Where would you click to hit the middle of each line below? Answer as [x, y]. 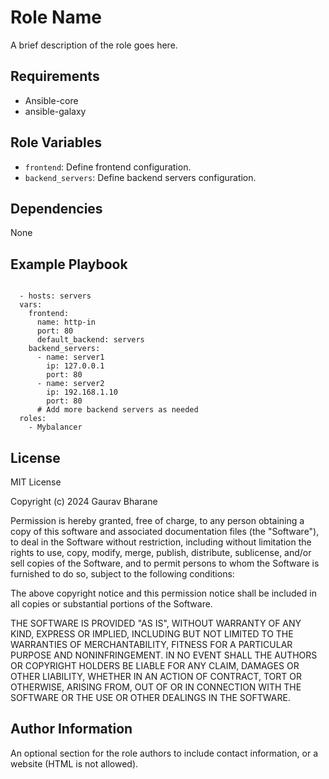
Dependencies [56, 208]
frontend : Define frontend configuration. [108, 167]
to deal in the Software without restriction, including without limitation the [161, 542]
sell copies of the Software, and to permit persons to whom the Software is [165, 563]
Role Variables [56, 142]
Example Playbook [69, 264]
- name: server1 [70, 357]
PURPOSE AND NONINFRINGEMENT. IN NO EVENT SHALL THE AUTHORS [164, 655]
